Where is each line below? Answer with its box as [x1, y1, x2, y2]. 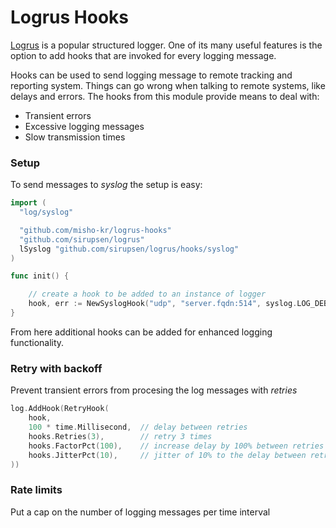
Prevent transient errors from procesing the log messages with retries [10, 384, 298, 396]
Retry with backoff [10, 361, 103, 375]
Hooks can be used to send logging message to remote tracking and [10, 69, 293, 81]
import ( [10, 198, 47, 208]
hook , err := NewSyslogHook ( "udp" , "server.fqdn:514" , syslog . [28, 299, 298, 309]
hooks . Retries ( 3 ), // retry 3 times [28, 431, 213, 441]
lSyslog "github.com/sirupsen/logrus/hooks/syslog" [19, 244, 240, 254]
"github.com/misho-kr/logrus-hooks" [19, 225, 172, 235]
